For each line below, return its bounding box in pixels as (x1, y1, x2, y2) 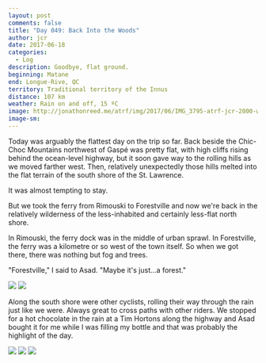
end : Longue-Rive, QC (8, 78, 80, 86)
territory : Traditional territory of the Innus (8, 85, 169, 94)
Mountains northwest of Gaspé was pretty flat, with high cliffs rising (27, 144, 249, 155)
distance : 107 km (8, 93, 66, 101)
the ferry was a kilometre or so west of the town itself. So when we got (8, 241, 239, 250)
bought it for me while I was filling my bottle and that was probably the (8, 322, 238, 331)
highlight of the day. (8, 331, 74, 340)
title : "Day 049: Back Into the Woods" (8, 26, 140, 34)
